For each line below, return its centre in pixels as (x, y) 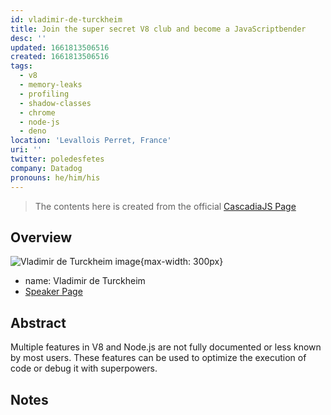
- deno (33, 131)
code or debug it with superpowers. (84, 368)
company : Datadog (46, 168)
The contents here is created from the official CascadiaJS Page (165, 206)
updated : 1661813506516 (60, 47)
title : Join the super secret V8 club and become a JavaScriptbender (158, 29)
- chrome (37, 112)
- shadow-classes (55, 103)
